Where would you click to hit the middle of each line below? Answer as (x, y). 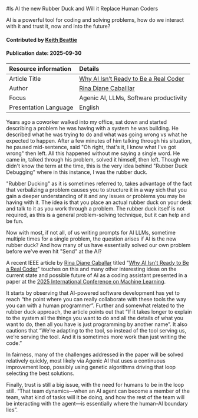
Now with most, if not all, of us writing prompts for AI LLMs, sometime (91, 232)
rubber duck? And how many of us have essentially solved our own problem (98, 245)
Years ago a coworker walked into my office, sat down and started (86, 122)
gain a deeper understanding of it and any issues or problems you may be (96, 196)
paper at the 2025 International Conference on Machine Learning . (86, 281)
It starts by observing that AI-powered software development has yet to (93, 293)
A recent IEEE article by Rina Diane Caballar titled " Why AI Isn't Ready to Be (98, 262)
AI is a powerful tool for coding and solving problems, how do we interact (95, 20)
